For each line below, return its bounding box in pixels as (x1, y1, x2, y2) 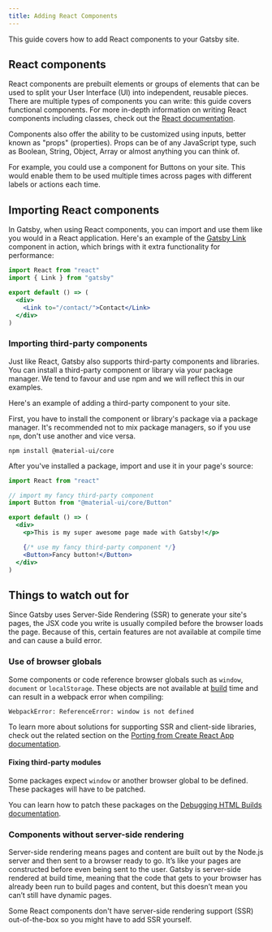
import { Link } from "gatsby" (8, 274, 114, 283)
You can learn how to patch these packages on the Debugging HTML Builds (8, 800, 262, 809)
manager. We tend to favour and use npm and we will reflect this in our (8, 373, 245, 383)
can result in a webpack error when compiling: (8, 692, 164, 701)
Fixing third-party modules (8, 757, 101, 767)
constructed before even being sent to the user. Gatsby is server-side (8, 865, 241, 874)
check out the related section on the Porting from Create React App (8, 730, 235, 740)
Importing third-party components (8, 338, 148, 349)
